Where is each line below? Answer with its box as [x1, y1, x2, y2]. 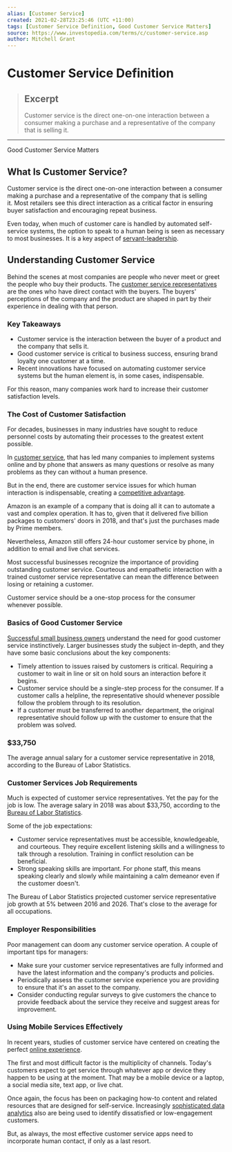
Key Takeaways [7, 319, 61, 329]
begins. [17, 676, 39, 684]
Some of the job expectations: [7, 822, 93, 830]
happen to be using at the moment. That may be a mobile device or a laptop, [7, 1073, 224, 1082]
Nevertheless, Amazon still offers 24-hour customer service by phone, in [7, 537, 215, 546]
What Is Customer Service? [7, 166, 128, 177]
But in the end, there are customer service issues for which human [7, 481, 197, 490]
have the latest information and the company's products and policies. [17, 968, 215, 977]
